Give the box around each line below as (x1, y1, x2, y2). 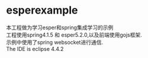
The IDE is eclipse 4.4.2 (6, 45, 64, 52)
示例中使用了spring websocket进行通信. (6, 38, 104, 46)
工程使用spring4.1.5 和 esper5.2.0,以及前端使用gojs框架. (6, 31, 142, 38)
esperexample (6, 4, 78, 17)
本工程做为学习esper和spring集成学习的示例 (6, 24, 114, 31)
